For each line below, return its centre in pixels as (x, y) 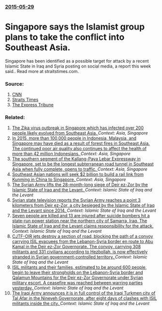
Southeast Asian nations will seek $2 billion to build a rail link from (78, 174)
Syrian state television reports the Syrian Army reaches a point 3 (76, 200)
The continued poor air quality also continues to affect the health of (79, 149)
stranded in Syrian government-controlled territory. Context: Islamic (80, 257)
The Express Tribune (33, 105)
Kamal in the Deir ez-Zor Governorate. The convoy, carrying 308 (76, 247)
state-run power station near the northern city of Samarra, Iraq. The (80, 221)
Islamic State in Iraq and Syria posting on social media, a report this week (78, 66)
